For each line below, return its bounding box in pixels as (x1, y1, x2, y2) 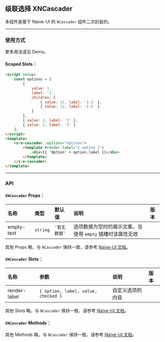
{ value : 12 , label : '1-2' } (40, 104, 100, 109)
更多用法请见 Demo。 (5, 49, 49, 55)
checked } (39, 293, 62, 299)
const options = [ (14, 77, 52, 82)
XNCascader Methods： (5, 320, 52, 326)
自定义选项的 (112, 287, 142, 294)
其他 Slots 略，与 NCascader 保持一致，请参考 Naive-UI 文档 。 (5, 308, 129, 313)
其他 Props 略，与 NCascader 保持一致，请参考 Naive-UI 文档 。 (5, 244, 131, 250)
